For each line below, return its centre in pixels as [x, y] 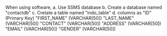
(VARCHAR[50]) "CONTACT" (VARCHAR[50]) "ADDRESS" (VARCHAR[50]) [83, 23]
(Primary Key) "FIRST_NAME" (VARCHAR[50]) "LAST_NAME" [70, 18]
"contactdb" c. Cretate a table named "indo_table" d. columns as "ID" [79, 13]
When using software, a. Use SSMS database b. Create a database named [84, 7]
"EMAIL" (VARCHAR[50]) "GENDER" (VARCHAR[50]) [61, 29]
